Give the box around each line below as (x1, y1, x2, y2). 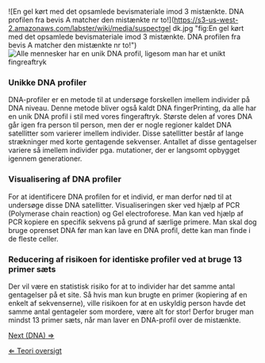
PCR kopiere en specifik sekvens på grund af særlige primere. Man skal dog (8, 217, 257, 227)
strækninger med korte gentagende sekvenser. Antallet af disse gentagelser (8, 137, 258, 147)
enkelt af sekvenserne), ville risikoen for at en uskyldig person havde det (8, 298, 246, 308)
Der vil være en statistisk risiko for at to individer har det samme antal (8, 281, 236, 291)
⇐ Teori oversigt (8, 346, 62, 355)
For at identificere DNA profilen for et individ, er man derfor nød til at (8, 192, 232, 201)
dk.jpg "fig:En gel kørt (172, 24, 244, 32)
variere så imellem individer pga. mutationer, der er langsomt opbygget (8, 146, 240, 155)
